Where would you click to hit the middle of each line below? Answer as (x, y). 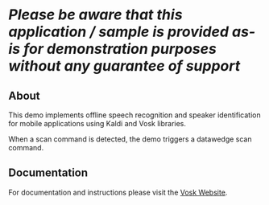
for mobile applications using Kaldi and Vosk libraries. (97, 123)
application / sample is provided (119, 32)
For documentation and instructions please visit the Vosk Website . (118, 192)
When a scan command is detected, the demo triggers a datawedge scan (130, 139)
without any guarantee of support (124, 66)
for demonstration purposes (120, 49)
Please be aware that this (95, 15)
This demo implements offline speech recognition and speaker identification (134, 115)
